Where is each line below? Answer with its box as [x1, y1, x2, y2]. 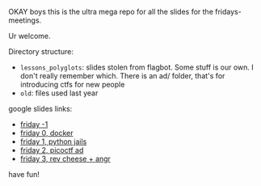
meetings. [8, 15, 42, 25]
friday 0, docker [19, 129, 74, 137]
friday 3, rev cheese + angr [19, 154, 112, 163]
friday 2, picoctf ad [19, 146, 84, 154]
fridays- [215, 7, 242, 16]
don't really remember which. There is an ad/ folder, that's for [19, 71, 225, 80]
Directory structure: [8, 47, 74, 56]
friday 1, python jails [19, 137, 87, 146]
